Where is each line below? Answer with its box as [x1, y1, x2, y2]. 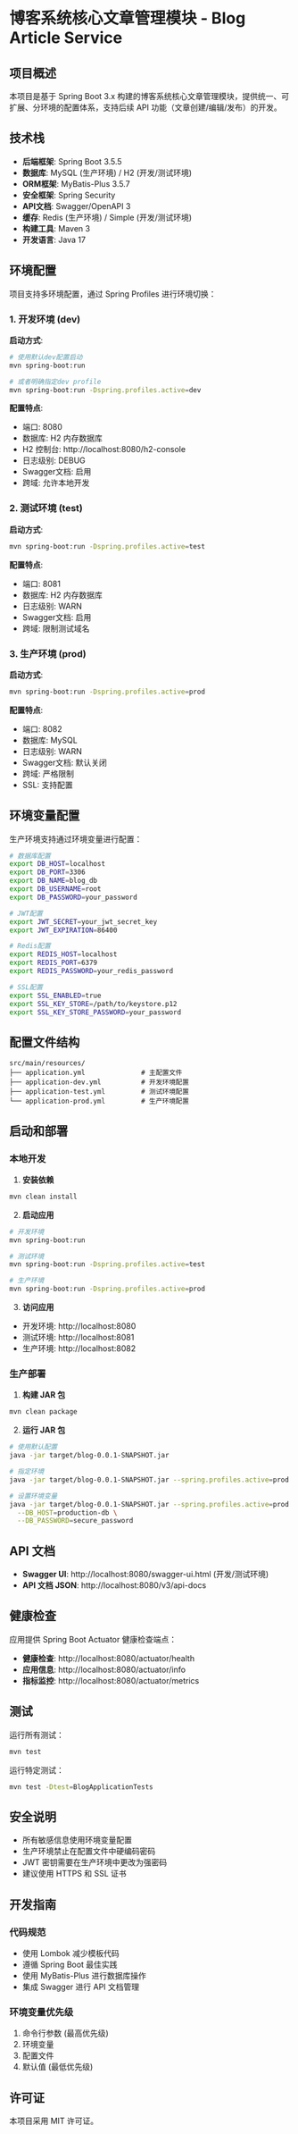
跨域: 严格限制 [21, 768, 74, 778]
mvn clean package [9, 1407, 78, 1416]
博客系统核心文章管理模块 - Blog [9, 8, 246, 29]
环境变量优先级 [9, 2005, 74, 2018]
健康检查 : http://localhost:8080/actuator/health [21, 1652, 195, 1663]
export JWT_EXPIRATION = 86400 [9, 926, 118, 935]
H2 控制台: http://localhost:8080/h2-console [21, 444, 186, 455]
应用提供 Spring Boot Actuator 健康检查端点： [9, 1634, 177, 1644]
